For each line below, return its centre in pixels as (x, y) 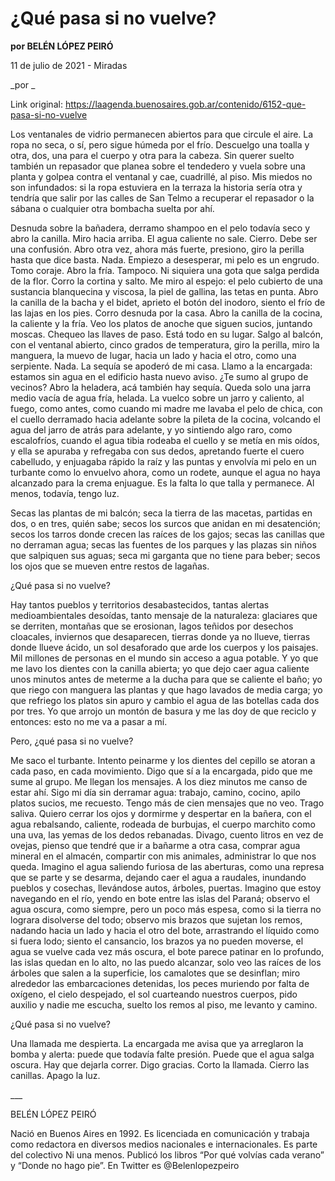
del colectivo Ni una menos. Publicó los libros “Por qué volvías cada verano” (167, 1154)
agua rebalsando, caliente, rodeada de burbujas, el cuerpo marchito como (163, 824)
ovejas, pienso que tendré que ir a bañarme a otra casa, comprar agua (155, 845)
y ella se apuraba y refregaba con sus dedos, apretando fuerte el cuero (157, 451)
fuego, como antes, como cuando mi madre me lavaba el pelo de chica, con (166, 408)
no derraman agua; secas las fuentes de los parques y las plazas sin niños (163, 544)
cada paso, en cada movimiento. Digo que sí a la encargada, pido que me (161, 771)
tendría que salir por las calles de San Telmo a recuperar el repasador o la (162, 198)
